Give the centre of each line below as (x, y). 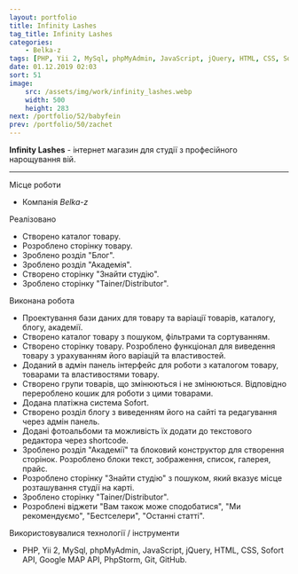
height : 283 (47, 108)
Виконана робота (42, 301)
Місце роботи (35, 185)
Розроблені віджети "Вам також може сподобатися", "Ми (131, 506)
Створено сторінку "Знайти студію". (90, 274)
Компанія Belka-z (55, 202)
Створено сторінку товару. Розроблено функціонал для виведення (149, 346)
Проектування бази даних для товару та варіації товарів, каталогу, (149, 318)
